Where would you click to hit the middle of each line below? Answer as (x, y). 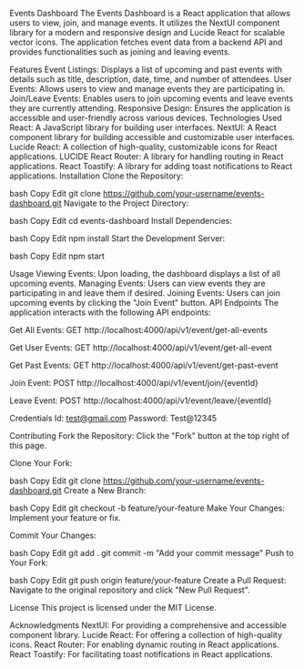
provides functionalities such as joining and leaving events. (120, 52)
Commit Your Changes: (53, 535)
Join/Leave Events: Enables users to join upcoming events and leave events (152, 98)
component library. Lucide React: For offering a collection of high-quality (146, 635)
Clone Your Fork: (41, 463)
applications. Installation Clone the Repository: (96, 176)
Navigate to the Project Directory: (126, 203)
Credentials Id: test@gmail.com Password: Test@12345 (113, 418)
